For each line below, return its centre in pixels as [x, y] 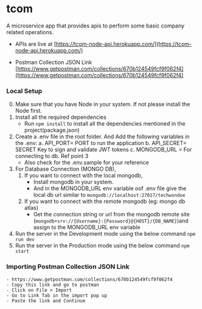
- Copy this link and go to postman [53, 285]
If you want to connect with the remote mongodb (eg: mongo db [105, 201]
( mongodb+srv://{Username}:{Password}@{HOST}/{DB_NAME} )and [111, 221]
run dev [25, 240]
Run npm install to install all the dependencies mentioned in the [105, 124]
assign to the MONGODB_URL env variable [87, 227]
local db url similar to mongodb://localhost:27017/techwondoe [109, 195]
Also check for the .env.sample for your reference [86, 163]
